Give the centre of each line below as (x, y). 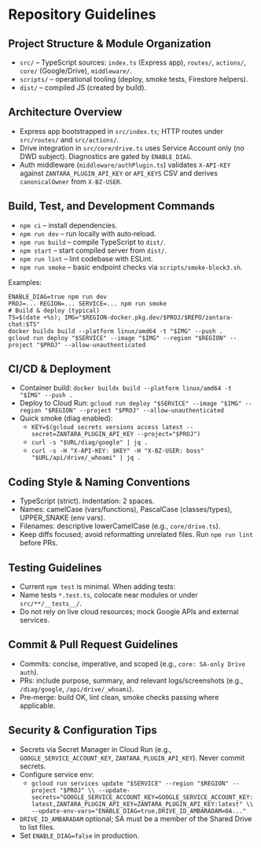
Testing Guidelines (55, 567)
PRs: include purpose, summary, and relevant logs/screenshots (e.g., (131, 680)
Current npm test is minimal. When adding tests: (97, 587)
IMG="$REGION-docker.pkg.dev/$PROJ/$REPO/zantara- (149, 317)
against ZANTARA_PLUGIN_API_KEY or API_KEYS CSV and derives (119, 173)
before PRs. (39, 543)
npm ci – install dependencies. (68, 225)
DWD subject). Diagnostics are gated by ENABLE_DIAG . (106, 156)
